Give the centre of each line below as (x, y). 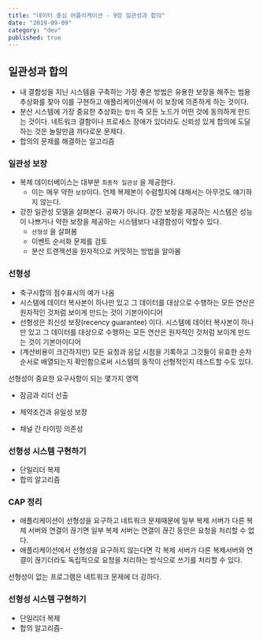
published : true (35, 37)
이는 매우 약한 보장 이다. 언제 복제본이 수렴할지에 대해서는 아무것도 (131, 192)
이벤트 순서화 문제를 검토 (69, 241)
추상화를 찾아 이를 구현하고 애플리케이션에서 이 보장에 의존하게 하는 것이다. (134, 102)
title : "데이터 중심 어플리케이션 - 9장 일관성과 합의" (87, 15)
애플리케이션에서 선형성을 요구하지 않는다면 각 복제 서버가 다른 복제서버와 (132, 550)
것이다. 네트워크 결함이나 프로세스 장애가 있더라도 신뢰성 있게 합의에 (132, 122)
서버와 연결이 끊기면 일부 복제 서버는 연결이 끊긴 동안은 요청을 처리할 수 (137, 530)
